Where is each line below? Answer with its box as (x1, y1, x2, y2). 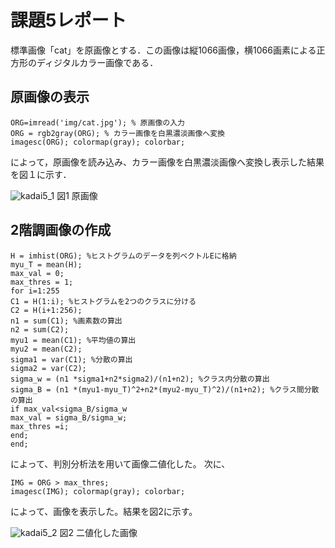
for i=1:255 (10, 286, 60, 296)
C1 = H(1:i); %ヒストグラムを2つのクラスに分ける (10, 296, 197, 306)
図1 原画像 (56, 189, 98, 201)
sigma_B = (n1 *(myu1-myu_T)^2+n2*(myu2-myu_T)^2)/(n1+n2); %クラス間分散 (10, 384, 320, 395)
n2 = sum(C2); (10, 324, 70, 335)
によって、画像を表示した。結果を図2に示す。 (10, 505, 198, 517)
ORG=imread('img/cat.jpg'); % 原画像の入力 (10, 117, 185, 128)
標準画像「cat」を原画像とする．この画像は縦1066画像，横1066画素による (10, 44, 317, 56)
